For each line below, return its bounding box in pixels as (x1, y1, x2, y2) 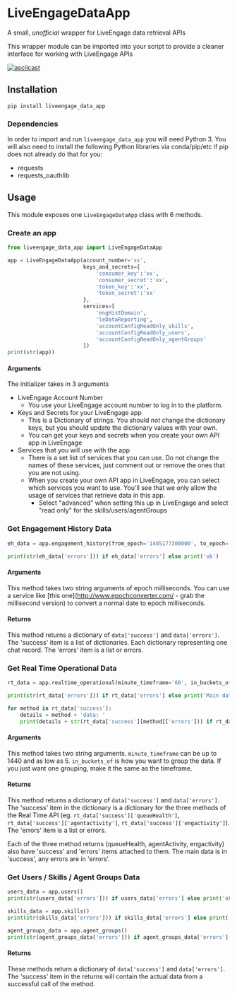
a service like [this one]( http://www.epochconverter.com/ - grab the (7, 591, 205, 600)
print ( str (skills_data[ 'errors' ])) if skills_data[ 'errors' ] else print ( (7, 914, 229, 921)
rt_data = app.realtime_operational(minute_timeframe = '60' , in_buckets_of (7, 679, 232, 686)
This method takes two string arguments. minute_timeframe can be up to (7, 749, 217, 757)
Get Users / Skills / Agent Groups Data (7, 872, 140, 882)
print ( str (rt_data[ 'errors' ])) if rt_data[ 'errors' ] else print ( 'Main (7, 691, 219, 699)
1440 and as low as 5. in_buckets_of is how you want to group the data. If (7, 756, 221, 765)
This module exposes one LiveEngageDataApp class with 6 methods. (7, 210, 203, 218)
